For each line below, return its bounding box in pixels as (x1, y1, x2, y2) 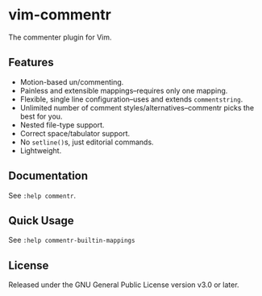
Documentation (8, 169, 89, 183)
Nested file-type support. (19, 119, 105, 130)
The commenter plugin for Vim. (8, 32, 112, 42)
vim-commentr (8, 6, 111, 24)
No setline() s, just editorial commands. (19, 137, 155, 147)
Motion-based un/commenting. (19, 77, 124, 86)
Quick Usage (8, 214, 74, 227)
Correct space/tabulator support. (19, 128, 131, 138)
